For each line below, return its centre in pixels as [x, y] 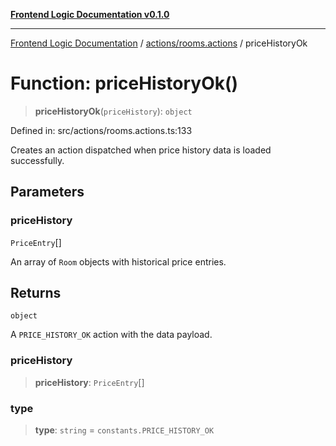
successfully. [37, 160]
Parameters [47, 192]
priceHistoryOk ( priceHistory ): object [113, 111]
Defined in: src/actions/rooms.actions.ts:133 [101, 130]
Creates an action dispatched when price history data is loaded [141, 150]
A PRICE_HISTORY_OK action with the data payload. [111, 335]
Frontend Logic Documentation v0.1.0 [90, 14]
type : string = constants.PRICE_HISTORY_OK [124, 430]
